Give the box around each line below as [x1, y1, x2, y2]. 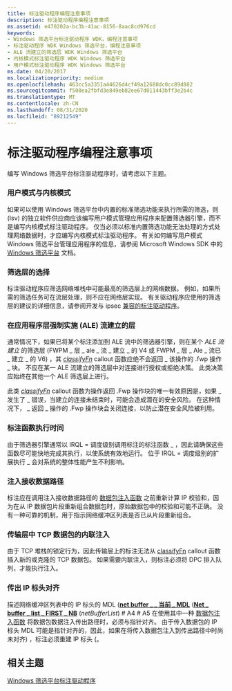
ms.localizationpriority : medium [7, 74, 104, 82]
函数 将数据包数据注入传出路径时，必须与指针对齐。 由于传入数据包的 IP [12, 617, 217, 626]
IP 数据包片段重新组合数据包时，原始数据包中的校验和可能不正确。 [26, 502, 216, 510]
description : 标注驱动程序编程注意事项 [7, 17, 109, 24]
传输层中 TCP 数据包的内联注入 [7, 530, 110, 540]
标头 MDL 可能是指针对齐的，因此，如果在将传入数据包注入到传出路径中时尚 [7, 626, 224, 634]
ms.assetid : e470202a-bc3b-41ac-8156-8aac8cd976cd [7, 23, 156, 30]
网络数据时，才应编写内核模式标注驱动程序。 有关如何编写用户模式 [12, 231, 202, 239]
